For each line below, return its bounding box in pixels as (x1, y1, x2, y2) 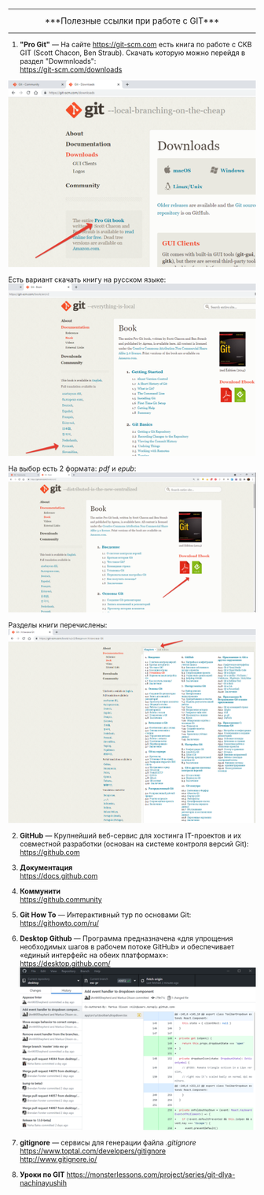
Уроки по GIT (19, 1170, 65, 1179)
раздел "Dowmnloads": (19, 57, 97, 65)
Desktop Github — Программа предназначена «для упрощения (19, 934, 233, 943)
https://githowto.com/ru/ (19, 919, 100, 928)
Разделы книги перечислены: (8, 620, 108, 630)
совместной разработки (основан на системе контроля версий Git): (19, 839, 249, 849)
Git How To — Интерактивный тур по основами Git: (19, 910, 192, 919)
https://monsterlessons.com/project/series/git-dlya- (66, 1170, 236, 1179)
